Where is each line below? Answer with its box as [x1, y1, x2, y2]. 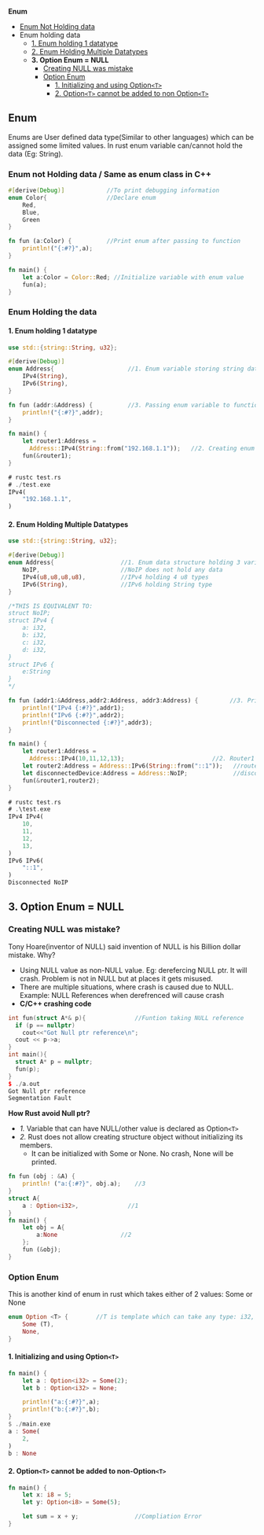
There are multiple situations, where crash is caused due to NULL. [19, 982, 234, 992]
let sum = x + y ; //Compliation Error [22, 1513, 202, 1521]
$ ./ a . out [8, 1080, 41, 1088]
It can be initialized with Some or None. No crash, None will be [31, 1149, 234, 1158]
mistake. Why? [8, 950, 56, 959]
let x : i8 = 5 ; [22, 1491, 72, 1499]
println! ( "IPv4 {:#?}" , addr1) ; [22, 704, 125, 712]
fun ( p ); [15, 1065, 41, 1073]
